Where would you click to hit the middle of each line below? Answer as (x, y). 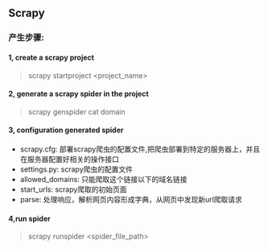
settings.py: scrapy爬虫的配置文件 (76, 169)
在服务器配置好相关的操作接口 (69, 159)
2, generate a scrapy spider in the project (78, 94)
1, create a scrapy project (52, 57)
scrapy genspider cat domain (77, 111)
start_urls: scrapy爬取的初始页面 (73, 189)
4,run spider (29, 218)
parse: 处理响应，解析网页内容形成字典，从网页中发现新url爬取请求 (131, 199)
